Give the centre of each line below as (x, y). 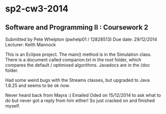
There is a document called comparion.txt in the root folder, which (73, 60)
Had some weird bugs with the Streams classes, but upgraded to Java (77, 80)
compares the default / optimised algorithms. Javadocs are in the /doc (77, 65)
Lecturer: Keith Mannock (30, 45)
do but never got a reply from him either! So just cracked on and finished (80, 100)
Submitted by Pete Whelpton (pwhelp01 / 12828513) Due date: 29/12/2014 (81, 39)
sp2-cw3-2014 (37, 9)
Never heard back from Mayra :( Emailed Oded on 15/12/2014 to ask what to (83, 95)
